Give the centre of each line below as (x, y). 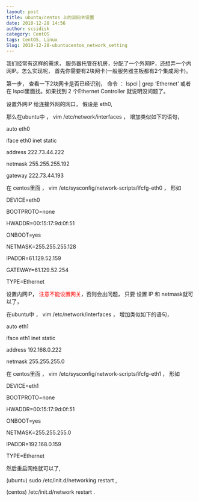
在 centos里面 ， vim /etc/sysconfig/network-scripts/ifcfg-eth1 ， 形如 (93, 373)
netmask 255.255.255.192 (38, 164)
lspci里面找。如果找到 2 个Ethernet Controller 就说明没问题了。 (91, 91)
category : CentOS (28, 34)
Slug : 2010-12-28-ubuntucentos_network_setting (67, 46)
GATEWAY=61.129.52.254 (38, 270)
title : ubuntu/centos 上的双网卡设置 (50, 17)
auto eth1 (17, 326)
